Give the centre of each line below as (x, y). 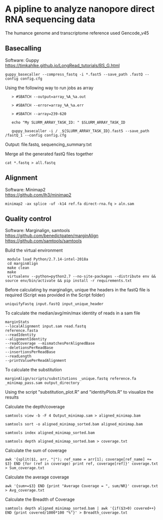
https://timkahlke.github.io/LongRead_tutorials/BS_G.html (62, 65)
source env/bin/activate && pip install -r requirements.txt (69, 281)
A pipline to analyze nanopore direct (80, 9)
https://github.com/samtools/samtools (43, 241)
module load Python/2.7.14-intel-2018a (48, 260)
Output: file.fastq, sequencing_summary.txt (48, 144)
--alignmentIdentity (26, 339)
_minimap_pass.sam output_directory (42, 383)
